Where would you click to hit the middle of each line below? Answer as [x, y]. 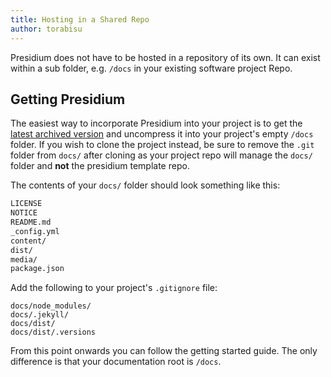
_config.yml [35, 231]
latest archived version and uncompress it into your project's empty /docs [162, 134]
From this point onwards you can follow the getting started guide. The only [164, 351]
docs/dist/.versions [53, 332]
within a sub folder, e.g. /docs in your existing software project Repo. [151, 68]
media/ [24, 259]
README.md [31, 222]
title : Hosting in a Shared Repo [80, 19]
